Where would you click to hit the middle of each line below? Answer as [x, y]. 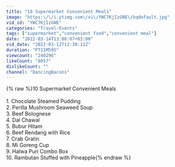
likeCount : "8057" [29, 61]
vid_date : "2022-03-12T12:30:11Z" [49, 45]
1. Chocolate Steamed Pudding [43, 101]
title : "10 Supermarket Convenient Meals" [59, 12]
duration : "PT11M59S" [33, 50]
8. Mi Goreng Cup [28, 145]
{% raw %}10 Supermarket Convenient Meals [61, 89]
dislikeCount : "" [27, 66]
